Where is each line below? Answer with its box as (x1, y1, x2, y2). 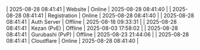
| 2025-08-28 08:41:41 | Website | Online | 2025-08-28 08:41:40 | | (6, 6, 171, 12)
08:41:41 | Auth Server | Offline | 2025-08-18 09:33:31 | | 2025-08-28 (6, 18, 177, 25)
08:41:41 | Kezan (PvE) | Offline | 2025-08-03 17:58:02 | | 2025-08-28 (6, 24, 178, 32)
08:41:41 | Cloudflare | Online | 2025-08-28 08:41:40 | (6, 37, 139, 44)
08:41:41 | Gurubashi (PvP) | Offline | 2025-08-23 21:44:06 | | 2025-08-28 (6, 31, 189, 38)
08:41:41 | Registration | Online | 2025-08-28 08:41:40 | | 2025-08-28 (23, 12, 195, 19)
